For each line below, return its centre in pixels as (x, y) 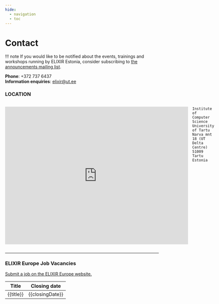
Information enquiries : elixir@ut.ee (41, 82)
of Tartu (201, 130)
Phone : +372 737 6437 (29, 76)
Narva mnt (202, 134)
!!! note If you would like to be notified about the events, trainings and (75, 56)
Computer (201, 117)
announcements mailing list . (33, 67)
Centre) (200, 147)
